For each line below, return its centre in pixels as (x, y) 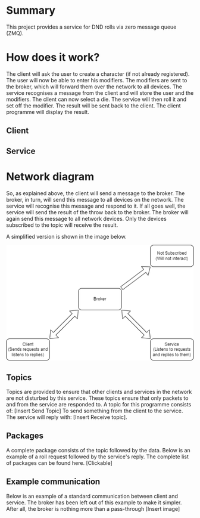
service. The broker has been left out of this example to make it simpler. (94, 502)
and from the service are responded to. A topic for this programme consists (99, 404)
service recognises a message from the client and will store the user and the (100, 92)
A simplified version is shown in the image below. (66, 236)
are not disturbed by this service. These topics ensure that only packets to (97, 398)
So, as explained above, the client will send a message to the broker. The (96, 193)
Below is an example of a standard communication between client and (92, 496)
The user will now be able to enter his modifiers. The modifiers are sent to (97, 80)
